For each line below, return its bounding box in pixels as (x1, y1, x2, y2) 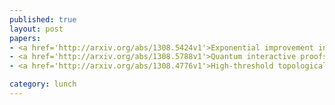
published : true (9, 14, 77, 25)
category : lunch (9, 79, 77, 90)
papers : (9, 33, 42, 43)
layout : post (9, 24, 64, 34)
